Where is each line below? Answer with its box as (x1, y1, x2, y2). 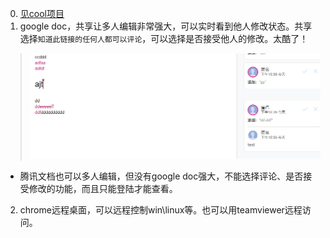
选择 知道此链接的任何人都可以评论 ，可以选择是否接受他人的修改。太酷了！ (19, 33, 309, 44)
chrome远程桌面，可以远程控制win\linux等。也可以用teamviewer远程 (19, 203, 303, 216)
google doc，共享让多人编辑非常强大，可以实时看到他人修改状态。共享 (19, 20, 313, 32)
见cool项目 (19, 8, 65, 19)
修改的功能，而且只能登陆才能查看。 (28, 182, 178, 194)
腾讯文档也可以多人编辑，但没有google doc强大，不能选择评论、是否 (19, 170, 304, 182)
